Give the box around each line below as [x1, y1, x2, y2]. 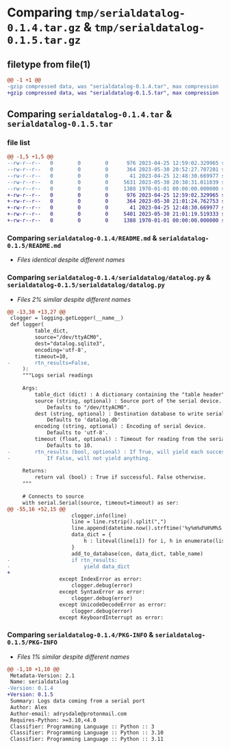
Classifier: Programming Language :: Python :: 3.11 [10, 736, 164, 743]
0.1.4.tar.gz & [7, 19, 92, 35]
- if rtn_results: [7, 557, 118, 563]
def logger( [10, 321, 44, 328]
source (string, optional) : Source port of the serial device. [34, 397, 222, 405]
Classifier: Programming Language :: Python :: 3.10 [10, 729, 164, 737]
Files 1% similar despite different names [16, 652, 130, 661]
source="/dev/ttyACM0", [34, 334, 103, 341]
